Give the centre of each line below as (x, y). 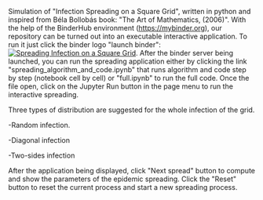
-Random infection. (39, 125)
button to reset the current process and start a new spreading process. (123, 187)
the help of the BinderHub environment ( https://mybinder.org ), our (115, 28)
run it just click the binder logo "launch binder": (84, 45)
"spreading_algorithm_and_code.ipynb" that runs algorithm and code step (128, 69)
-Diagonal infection (39, 140)
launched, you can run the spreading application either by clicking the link (128, 61)
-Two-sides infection (42, 155)
